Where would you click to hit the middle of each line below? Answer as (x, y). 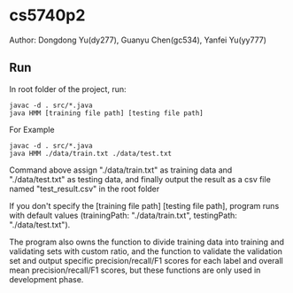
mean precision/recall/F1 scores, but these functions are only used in (135, 270)
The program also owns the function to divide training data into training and (147, 242)
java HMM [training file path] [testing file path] (106, 113)
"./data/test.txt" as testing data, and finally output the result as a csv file (140, 179)
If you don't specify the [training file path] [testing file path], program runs (144, 205)
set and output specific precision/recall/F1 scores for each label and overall (146, 260)
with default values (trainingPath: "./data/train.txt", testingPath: (123, 215)
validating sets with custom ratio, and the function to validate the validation (146, 251)
